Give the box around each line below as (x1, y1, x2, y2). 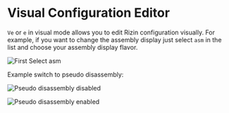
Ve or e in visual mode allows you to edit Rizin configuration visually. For (7, 28, 215, 36)
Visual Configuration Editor (7, 5, 171, 21)
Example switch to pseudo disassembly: (7, 70, 124, 79)
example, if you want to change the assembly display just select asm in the (7, 35, 222, 44)
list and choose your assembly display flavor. (7, 43, 138, 51)
